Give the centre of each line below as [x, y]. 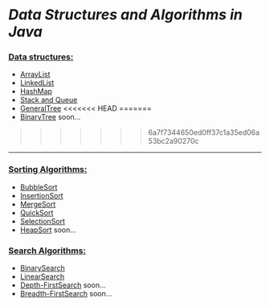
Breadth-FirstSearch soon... [66, 294]
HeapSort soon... [48, 230]
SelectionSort [43, 221]
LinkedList [37, 83]
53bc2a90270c [174, 141]
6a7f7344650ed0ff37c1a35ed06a [204, 133]
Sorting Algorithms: [48, 169]
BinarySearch [43, 268]
